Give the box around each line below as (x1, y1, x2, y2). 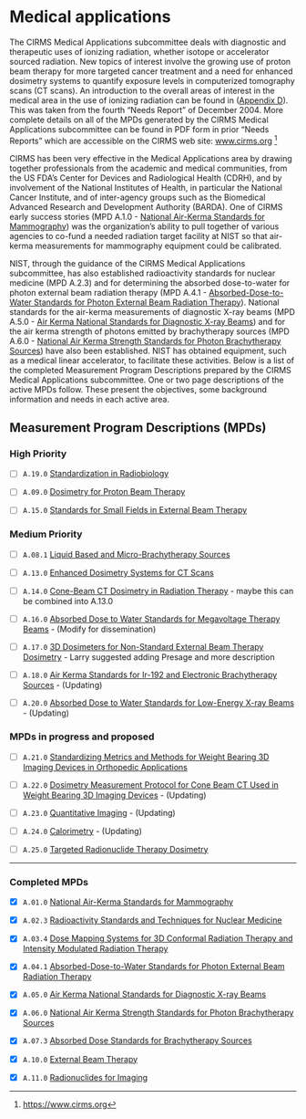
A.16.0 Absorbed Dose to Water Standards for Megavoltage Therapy (22, 613, 280, 624)
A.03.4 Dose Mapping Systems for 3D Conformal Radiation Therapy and (22, 933, 293, 944)
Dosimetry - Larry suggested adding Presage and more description (22, 652, 275, 663)
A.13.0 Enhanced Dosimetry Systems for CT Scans (22, 567, 214, 578)
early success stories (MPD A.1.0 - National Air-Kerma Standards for (9, 211, 266, 222)
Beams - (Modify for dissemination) (22, 623, 157, 635)
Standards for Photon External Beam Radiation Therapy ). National (33, 297, 280, 308)
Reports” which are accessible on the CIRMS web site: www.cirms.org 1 (9, 133, 278, 146)
